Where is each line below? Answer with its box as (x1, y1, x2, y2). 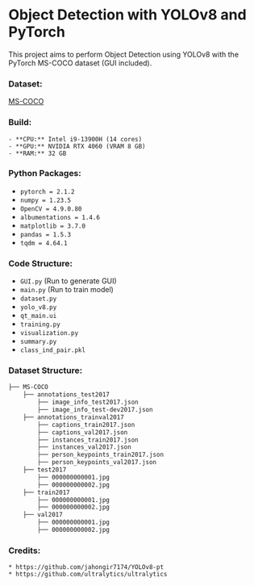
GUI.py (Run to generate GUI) (19, 276, 117, 286)
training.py (19, 320, 60, 329)
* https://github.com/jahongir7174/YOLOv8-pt (8, 563, 164, 571)
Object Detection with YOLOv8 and (8, 6, 248, 24)
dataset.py (19, 295, 57, 303)
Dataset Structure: (8, 365, 83, 376)
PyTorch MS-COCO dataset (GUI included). (8, 58, 152, 68)
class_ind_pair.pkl (19, 346, 86, 354)
